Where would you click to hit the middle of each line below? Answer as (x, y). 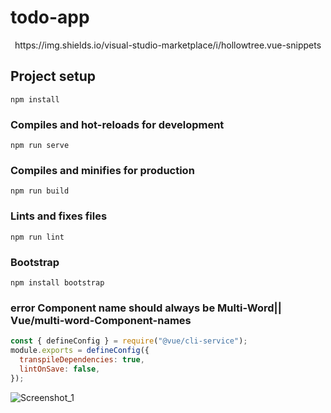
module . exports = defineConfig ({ (80, 351)
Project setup (53, 76)
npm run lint (37, 237)
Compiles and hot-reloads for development (117, 124)
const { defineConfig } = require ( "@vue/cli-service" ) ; (129, 341)
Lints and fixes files (59, 216)
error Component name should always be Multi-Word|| (146, 308)
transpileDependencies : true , (82, 359)
